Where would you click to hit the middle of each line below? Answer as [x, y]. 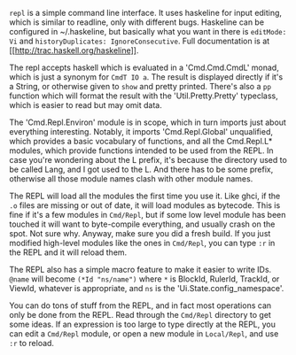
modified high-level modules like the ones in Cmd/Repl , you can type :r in [142, 243]
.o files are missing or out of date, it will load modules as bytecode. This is [145, 205]
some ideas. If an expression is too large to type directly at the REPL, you [143, 324]
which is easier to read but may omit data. [86, 105]
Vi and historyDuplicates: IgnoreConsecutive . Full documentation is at [140, 41]
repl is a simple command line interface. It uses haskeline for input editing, [145, 13]
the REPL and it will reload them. [68, 252]
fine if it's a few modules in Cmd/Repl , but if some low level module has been [148, 215]
